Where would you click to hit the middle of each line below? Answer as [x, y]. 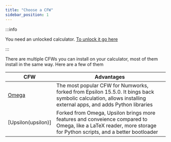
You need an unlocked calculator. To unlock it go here [62, 39]
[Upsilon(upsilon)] [30, 122]
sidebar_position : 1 [27, 15]
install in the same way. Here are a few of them [54, 64]
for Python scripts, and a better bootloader [107, 132]
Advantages [110, 77]
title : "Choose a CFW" [29, 10]
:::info [11, 29]
